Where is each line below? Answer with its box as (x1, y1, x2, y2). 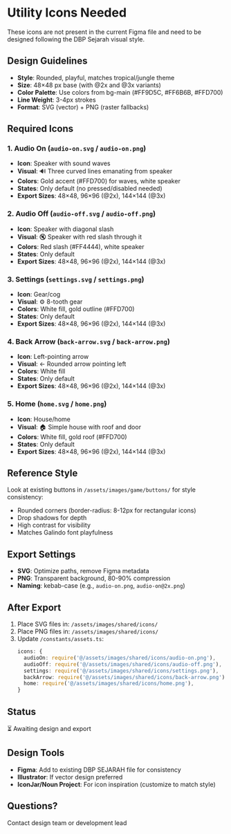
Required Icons (7, 123, 74, 135)
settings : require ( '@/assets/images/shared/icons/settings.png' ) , (24, 667, 219, 674)
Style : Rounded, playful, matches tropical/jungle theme (17, 73, 175, 82)
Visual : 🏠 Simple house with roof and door (17, 423, 142, 431)
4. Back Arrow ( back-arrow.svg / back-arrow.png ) (7, 337, 171, 346)
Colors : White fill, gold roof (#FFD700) (17, 432, 127, 441)
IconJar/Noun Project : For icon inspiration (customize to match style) (17, 780, 216, 788)
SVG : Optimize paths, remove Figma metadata (17, 567, 150, 575)
